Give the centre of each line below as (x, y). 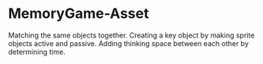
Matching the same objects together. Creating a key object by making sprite (131, 35)
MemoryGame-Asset (79, 14)
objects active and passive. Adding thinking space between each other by (128, 43)
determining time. (37, 52)
